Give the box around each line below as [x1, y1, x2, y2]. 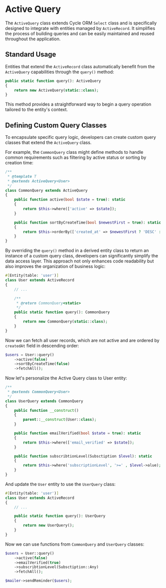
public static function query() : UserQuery [14, 514, 106, 519]
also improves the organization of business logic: [5, 263, 106, 269]
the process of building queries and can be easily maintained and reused [5, 30, 155, 36]
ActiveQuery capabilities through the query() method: [5, 69, 114, 75]
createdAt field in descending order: [5, 343, 80, 349]
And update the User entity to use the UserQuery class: [5, 481, 116, 487]
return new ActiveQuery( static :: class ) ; [14, 88, 99, 93]
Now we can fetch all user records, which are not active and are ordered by [5, 337, 160, 343]
